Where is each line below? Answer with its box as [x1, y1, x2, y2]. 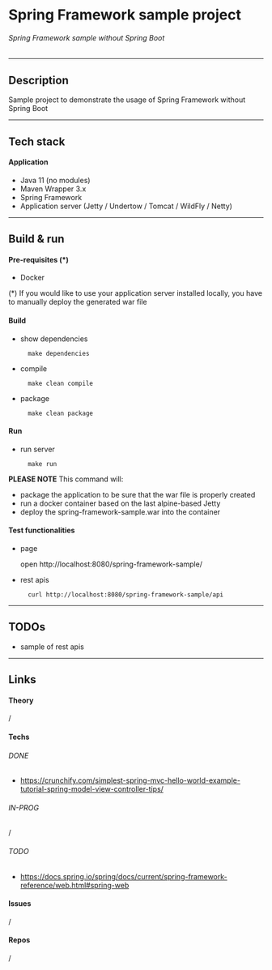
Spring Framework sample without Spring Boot [8, 32, 165, 42]
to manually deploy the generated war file [8, 297, 147, 307]
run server [19, 444, 55, 454]
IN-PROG [8, 802, 39, 812]
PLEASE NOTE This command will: [8, 474, 124, 484]
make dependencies [28, 349, 90, 357]
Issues [8, 899, 32, 908]
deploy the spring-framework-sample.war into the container [19, 506, 221, 516]
